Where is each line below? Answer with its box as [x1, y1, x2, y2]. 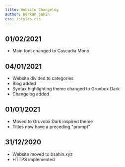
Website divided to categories [12, 75, 74, 81]
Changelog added [12, 91, 50, 97]
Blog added [12, 81, 36, 86]
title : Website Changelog [5, 7, 59, 12]
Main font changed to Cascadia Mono [12, 48, 90, 54]
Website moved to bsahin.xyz [12, 151, 73, 157]
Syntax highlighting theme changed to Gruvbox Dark [12, 86, 120, 91]
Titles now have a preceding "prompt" [12, 124, 91, 129]
